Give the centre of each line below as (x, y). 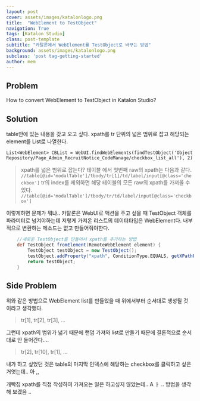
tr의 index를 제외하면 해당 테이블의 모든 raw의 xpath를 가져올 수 (115, 183)
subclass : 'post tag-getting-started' (54, 56)
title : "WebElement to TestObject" (51, 23)
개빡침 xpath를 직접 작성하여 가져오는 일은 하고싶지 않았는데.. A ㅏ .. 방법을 (93, 384)
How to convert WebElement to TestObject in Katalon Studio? (81, 100)
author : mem (21, 61)
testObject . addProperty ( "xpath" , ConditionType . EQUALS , (98, 256)
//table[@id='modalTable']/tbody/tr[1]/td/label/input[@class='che (106, 176)
